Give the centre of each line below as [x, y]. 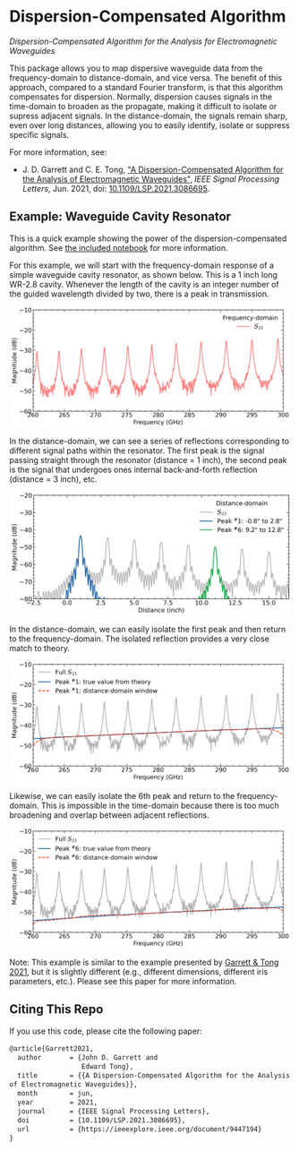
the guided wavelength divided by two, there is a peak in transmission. [139, 294]
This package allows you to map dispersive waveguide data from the [136, 68]
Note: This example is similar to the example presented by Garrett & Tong [144, 962]
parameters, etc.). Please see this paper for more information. [123, 981]
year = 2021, [58, 1102]
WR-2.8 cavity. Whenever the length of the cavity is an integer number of [144, 284]
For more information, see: [58, 152]
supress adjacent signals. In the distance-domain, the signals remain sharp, [149, 116]
